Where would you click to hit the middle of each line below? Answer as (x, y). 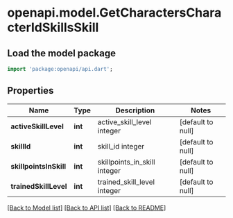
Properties (31, 91)
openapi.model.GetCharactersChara (114, 13)
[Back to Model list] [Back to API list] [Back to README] (87, 208)
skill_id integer (121, 146)
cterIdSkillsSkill (53, 27)
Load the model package (62, 53)
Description (135, 110)
